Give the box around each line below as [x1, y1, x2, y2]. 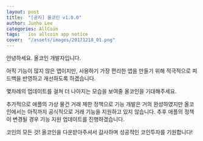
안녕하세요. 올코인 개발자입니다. [6, 54, 81, 61]
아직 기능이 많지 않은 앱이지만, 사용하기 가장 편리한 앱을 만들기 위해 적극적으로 [6, 67, 191, 74]
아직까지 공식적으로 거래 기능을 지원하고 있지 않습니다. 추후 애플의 [27, 108, 184, 115]
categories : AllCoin [6, 25, 59, 32]
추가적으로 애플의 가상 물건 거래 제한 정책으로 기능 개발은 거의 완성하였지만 [6, 100, 184, 108]
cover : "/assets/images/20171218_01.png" [6, 37, 115, 43]
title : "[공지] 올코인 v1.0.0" [6, 15, 82, 21]
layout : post [6, 8, 40, 15]
